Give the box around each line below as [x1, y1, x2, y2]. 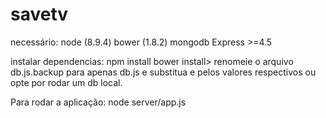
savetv [10, 3, 69, 26]
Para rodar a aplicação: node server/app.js [10, 96, 187, 108]
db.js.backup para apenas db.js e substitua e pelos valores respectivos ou [10, 66, 317, 78]
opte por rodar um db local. [10, 76, 123, 88]
